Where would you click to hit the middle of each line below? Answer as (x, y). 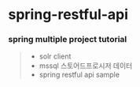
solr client (55, 56)
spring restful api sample (79, 75)
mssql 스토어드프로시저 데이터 (86, 66)
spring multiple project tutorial (68, 40)
